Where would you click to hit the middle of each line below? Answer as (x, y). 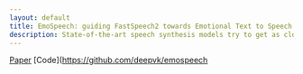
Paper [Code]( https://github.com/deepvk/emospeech (109, 60)
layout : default (40, 18)
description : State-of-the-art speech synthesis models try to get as (145, 34)
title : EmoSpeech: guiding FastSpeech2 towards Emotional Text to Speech (151, 26)
